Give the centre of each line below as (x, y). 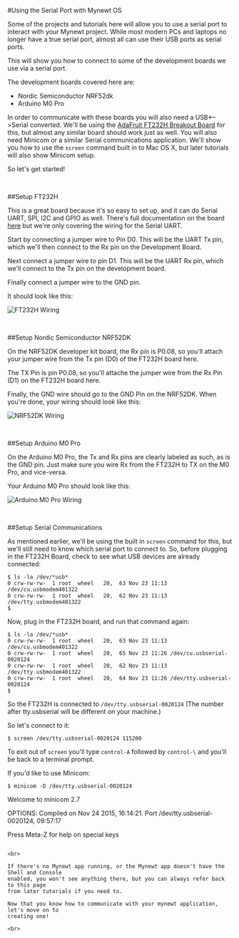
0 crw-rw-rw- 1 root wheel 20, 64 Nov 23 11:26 (87, 678)
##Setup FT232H (33, 197)
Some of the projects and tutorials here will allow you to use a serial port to (117, 24)
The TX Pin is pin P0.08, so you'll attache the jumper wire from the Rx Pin (115, 373)
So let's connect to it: (39, 725)
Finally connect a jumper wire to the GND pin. (74, 282)
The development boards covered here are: (71, 82)
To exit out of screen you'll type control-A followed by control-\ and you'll (117, 751)
